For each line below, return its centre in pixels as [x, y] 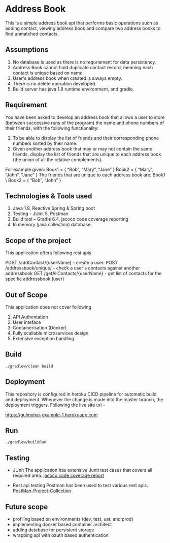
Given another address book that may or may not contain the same [82, 148]
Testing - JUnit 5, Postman [40, 214]
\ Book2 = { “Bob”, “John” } [33, 180]
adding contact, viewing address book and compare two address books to [83, 28]
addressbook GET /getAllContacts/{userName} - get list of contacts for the [83, 274]
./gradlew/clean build [29, 366]
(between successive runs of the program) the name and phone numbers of [85, 123]
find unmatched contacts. [32, 34]
